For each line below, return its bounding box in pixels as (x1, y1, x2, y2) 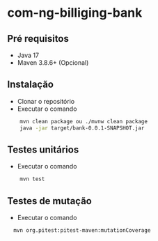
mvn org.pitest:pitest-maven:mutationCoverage (13, 227, 151, 234)
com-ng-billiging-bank (7, 5, 143, 21)
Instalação (7, 79, 54, 91)
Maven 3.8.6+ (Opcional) (17, 59, 89, 67)
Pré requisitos (7, 33, 70, 45)
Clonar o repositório (17, 97, 75, 105)
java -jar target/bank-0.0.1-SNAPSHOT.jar (19, 124, 145, 132)
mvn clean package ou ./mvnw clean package (19, 118, 148, 125)
